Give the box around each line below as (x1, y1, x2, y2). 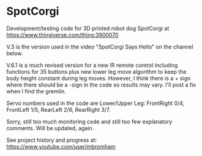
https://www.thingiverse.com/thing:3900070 (6, 31, 119, 38)
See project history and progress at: (6, 136, 97, 144)
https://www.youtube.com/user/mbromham (6, 142, 116, 150)
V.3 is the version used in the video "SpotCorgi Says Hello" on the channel (6, 43, 194, 50)
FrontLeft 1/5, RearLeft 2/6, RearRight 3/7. (6, 106, 111, 113)
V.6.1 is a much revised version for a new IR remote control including (6, 61, 178, 69)
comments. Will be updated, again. (6, 124, 94, 131)
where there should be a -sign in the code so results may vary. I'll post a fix (6, 81, 196, 88)
